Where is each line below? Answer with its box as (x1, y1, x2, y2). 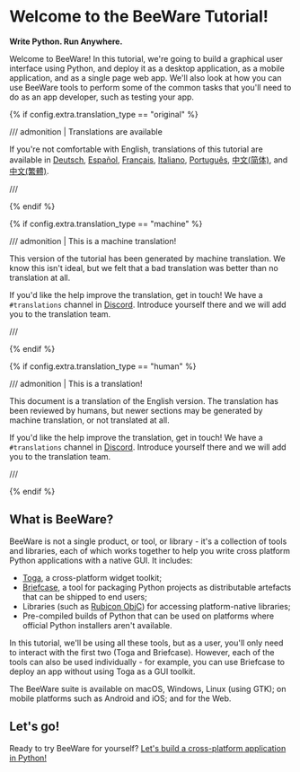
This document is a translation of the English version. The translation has (9, 395, 278, 406)
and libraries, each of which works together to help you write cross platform (9, 545, 290, 556)
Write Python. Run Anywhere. (9, 36, 123, 47)
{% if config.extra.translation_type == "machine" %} (9, 218, 203, 229)
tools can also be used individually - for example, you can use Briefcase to (9, 656, 286, 667)
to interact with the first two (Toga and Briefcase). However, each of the (9, 646, 275, 657)
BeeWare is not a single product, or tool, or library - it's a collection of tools (9, 536, 287, 547)
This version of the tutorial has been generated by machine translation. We (9, 253, 286, 264)
